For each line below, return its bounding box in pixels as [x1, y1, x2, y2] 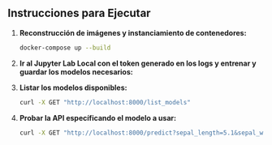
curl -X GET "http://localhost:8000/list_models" [19, 98, 192, 106]
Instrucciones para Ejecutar [7, 6, 151, 20]
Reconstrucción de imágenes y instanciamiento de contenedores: [19, 28, 247, 37]
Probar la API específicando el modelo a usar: [19, 113, 176, 122]
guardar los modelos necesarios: [19, 66, 133, 76]
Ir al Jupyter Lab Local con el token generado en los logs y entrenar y [19, 58, 257, 68]
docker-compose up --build [19, 44, 111, 52]
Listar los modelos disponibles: [19, 83, 127, 92]
